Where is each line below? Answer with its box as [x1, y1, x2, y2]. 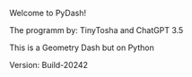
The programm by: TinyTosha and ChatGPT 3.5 [9, 25, 184, 35]
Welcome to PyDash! [9, 8, 87, 18]
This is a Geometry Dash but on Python [9, 42, 154, 53]
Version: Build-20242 [9, 60, 88, 70]
